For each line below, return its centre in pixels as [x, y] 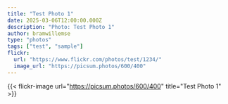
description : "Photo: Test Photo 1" [61, 27]
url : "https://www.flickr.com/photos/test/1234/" [88, 60]
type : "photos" [30, 40]
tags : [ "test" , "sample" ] [45, 46]
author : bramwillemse [39, 33]
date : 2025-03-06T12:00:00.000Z [55, 20]
